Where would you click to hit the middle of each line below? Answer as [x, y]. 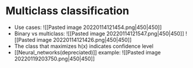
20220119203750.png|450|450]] [55, 59]
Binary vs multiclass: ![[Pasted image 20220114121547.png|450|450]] [99, 33]
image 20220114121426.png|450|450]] [84, 40]
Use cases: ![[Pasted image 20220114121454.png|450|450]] [88, 27]
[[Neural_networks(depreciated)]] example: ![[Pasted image [88, 52]
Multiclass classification [67, 11]
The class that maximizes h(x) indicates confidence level [84, 46]
